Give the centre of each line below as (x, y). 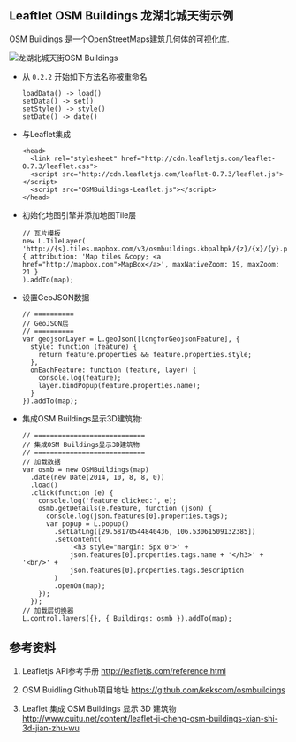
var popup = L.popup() (87, 524)
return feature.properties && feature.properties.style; (145, 354)
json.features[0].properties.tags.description (157, 570)
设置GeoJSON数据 (56, 297)
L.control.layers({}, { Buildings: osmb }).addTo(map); (127, 618)
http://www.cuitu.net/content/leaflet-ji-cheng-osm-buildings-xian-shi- (150, 718)
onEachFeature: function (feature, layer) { (114, 370)
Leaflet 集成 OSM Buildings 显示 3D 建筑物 (99, 708)
